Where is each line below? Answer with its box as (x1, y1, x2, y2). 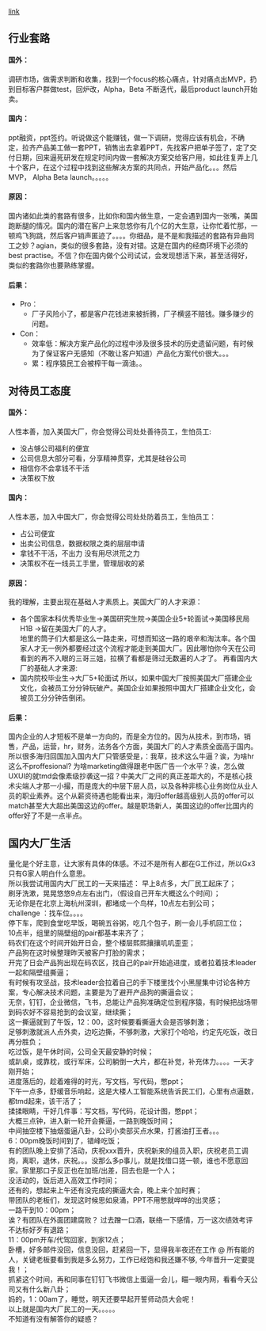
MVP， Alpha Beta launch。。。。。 (8, 172, 113, 181)
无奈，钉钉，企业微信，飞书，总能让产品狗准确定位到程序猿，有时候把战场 (8, 998, 251, 1007)
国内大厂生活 (8, 836, 71, 850)
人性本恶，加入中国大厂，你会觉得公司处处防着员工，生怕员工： (8, 512, 216, 521)
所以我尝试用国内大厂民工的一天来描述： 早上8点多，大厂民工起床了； (8, 879, 237, 888)
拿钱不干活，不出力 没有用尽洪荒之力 (19, 549, 140, 557)
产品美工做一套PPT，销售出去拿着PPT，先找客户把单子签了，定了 (35, 143, 250, 152)
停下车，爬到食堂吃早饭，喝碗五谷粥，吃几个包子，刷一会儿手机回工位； (8, 918, 244, 928)
